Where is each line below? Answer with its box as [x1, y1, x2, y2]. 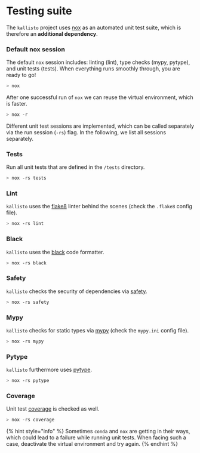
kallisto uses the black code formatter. [6, 248, 104, 255]
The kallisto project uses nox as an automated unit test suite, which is [6, 24, 181, 31]
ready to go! [6, 72, 36, 79]
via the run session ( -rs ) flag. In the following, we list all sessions [6, 128, 166, 135]
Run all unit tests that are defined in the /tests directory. [6, 164, 145, 171]
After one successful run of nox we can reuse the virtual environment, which [6, 94, 194, 101]
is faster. [6, 100, 27, 107]
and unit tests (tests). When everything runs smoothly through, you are [6, 65, 180, 72]
